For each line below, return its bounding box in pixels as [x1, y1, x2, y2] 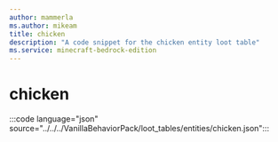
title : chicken [9, 29, 66, 38]
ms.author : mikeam [9, 21, 77, 30]
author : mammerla [9, 12, 74, 22]
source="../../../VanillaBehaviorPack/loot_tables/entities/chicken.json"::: [9, 123, 269, 134]
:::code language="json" [9, 114, 99, 124]
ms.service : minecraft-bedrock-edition [9, 46, 157, 55]
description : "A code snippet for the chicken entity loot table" [9, 37, 260, 47]
